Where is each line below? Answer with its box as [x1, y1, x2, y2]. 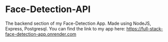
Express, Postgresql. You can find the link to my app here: [5, 25, 126, 31]
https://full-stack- [126, 25, 163, 31]
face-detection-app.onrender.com [5, 31, 77, 37]
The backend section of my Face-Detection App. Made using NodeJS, [5, 20, 151, 26]
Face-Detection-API [5, 4, 91, 15]
